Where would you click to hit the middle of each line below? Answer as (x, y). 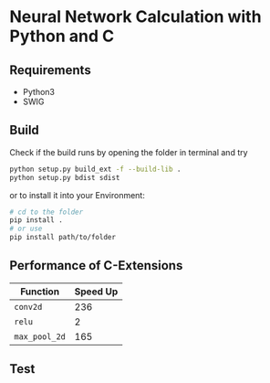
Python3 (38, 92)
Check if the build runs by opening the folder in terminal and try (129, 152)
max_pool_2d (40, 336)
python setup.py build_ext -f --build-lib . (95, 169)
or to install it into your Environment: (78, 195)
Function (40, 292)
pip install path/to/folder (63, 238)
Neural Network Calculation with (135, 17)
